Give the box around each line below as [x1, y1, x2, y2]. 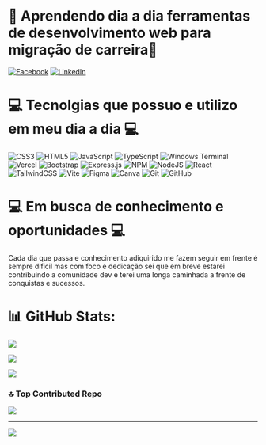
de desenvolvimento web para [8, 24, 211, 42]
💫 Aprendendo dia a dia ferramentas [8, 7, 251, 25]
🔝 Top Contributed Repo [8, 388, 103, 399]
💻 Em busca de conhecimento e [8, 198, 224, 216]
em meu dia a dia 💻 [8, 120, 139, 138]
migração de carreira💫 [8, 41, 158, 59]
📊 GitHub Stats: [8, 308, 116, 325]
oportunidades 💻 [8, 222, 125, 240]
